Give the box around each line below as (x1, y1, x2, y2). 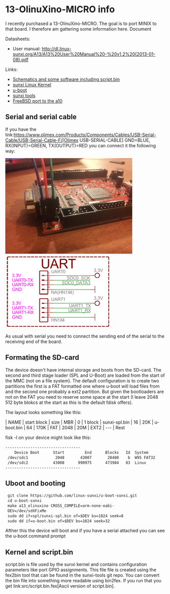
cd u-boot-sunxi (7, 498, 42, 503)
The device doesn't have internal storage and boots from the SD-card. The (5, 367, 161, 373)
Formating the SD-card (5, 353, 80, 362)
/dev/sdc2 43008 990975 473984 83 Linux (7, 460, 146, 465)
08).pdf (12, 56, 29, 62)
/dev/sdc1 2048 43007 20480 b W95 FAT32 (7, 455, 156, 460)
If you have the (5, 126, 37, 132)
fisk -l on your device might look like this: (5, 434, 91, 441)
